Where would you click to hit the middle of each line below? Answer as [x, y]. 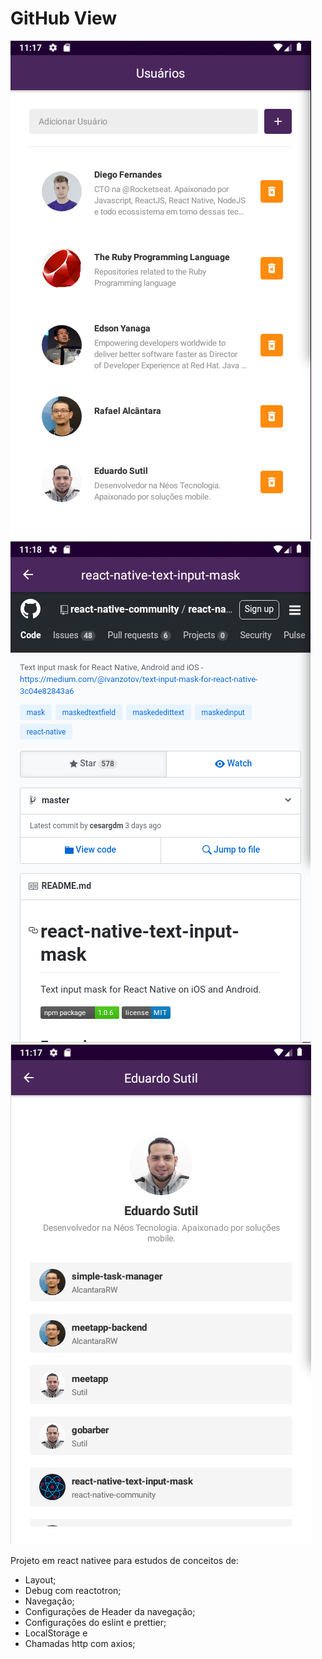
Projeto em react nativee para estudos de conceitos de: [124, 1560]
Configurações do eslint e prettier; [95, 1622]
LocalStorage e [56, 1633]
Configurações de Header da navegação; [110, 1611]
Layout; [40, 1579]
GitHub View [64, 18]
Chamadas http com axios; [80, 1643]
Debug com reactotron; [73, 1590]
